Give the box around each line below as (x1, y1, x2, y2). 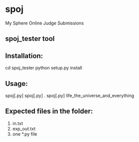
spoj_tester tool (5, 34, 55, 43)
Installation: (5, 51, 43, 60)
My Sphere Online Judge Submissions (5, 20, 84, 26)
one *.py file (12, 131, 37, 137)
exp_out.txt (12, 125, 36, 131)
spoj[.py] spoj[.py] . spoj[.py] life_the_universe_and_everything (5, 92, 134, 98)
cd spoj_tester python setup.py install (5, 65, 82, 71)
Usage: (5, 79, 28, 88)
